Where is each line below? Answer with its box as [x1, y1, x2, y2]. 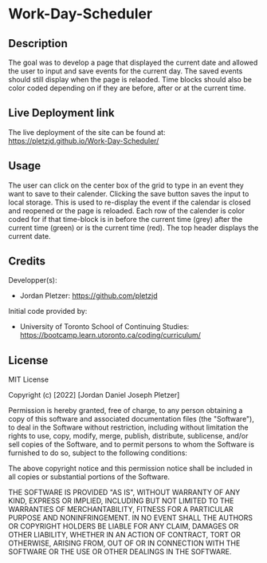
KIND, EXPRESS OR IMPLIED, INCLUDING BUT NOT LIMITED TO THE [8, 496, 234, 506]
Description [8, 37, 68, 50]
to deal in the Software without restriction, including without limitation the [8, 422, 249, 432]
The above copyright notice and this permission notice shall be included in [8, 464, 253, 474]
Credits [8, 255, 46, 268]
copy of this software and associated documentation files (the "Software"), [8, 414, 255, 424]
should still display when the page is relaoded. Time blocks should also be [8, 75, 253, 84]
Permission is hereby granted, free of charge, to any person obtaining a [8, 406, 243, 415]
